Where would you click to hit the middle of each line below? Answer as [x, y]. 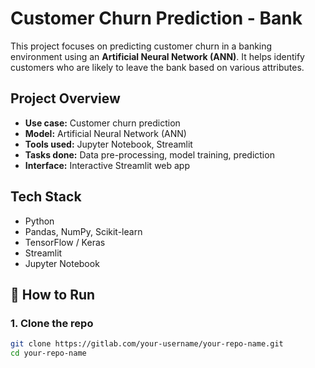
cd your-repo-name [48, 353]
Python [39, 221]
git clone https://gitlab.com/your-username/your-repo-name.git [147, 344]
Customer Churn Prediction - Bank [156, 18]
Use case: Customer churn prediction [102, 123]
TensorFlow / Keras [65, 242]
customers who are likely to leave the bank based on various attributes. [157, 67]
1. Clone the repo [52, 323]
